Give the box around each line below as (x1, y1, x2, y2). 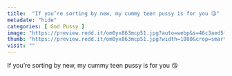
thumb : (7, 36, 26, 43)
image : (7, 29, 26, 37)
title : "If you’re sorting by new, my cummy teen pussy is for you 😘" (7, 10, 220, 17)
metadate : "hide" (7, 17, 57, 23)
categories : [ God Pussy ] (7, 23, 85, 30)
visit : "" (7, 42, 36, 49)
